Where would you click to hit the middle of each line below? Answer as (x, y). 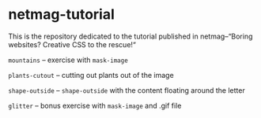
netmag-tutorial (61, 15)
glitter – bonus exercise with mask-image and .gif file (95, 105)
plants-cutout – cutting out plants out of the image (91, 75)
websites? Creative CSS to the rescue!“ (72, 44)
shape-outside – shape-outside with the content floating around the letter (127, 90)
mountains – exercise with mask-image (68, 60)
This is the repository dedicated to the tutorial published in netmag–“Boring (130, 36)
